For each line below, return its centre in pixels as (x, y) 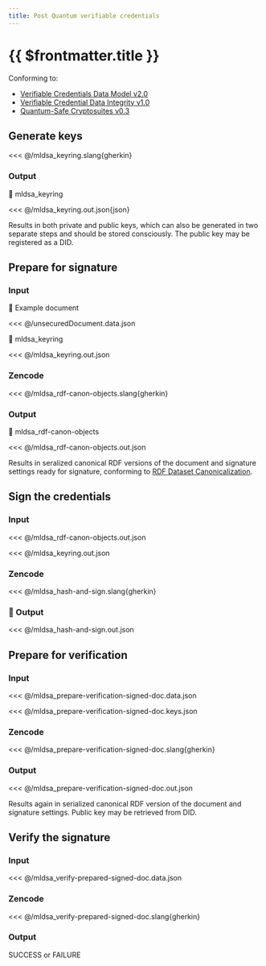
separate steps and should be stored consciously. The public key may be (129, 234)
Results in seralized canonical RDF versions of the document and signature (133, 462)
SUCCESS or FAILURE (45, 955)
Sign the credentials (59, 497)
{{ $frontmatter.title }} (84, 55)
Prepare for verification (68, 655)
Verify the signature (59, 837)
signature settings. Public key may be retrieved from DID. (102, 812)
